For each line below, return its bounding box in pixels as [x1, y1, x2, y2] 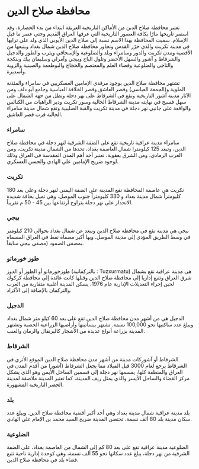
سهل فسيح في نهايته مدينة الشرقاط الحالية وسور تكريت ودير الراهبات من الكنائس [7, 98, 187, 105]
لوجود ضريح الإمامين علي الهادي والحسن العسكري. [7, 158, 119, 165]
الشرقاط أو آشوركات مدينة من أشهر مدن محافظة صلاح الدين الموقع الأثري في [7, 355, 179, 362]
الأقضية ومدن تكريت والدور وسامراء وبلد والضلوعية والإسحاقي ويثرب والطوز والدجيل [7, 49, 192, 56]
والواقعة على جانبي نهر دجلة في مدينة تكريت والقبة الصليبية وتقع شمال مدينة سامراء [7, 104, 191, 111]
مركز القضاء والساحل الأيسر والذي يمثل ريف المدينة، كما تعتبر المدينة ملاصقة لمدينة [7, 374, 190, 381]
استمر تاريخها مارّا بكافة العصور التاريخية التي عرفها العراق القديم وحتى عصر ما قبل [7, 30, 189, 37]
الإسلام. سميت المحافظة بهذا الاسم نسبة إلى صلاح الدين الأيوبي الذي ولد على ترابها [7, 36, 188, 43]
